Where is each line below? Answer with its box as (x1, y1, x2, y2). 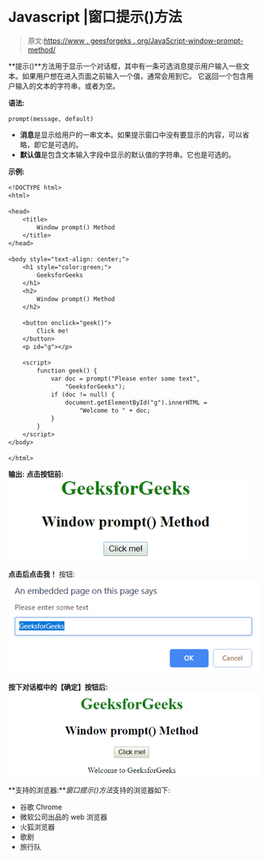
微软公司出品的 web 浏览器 (19, 812, 108, 822)
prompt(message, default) (8, 115, 94, 123)
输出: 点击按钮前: (8, 469, 64, 478)
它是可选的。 (40, 139, 83, 149)
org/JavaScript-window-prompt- (136, 36, 244, 45)
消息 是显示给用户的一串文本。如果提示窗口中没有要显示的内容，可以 (19, 130, 243, 139)
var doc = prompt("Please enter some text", (50, 374, 201, 383)
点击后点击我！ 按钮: (8, 569, 75, 579)
